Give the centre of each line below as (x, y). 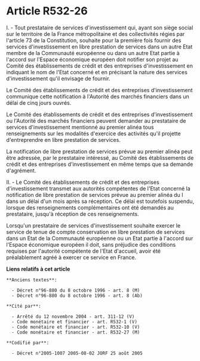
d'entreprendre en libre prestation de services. (64, 139)
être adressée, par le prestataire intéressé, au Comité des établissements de (100, 157)
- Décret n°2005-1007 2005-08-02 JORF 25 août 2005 (77, 353)
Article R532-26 (47, 11)
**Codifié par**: (28, 342)
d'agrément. (21, 170)
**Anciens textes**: (32, 280)
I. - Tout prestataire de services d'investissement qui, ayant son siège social (100, 28)
